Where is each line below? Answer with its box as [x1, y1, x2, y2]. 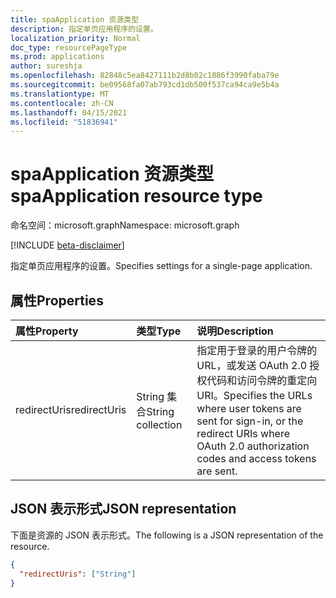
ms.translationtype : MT [10, 89, 110, 99]
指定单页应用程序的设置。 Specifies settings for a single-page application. [10, 260, 313, 272]
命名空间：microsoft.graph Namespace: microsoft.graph [10, 219, 240, 231]
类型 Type [136, 324, 182, 338]
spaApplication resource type [10, 185, 263, 208]
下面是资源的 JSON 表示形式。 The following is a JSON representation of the [10, 529, 324, 541]
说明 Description [196, 324, 274, 338]
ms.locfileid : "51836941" [10, 117, 118, 127]
